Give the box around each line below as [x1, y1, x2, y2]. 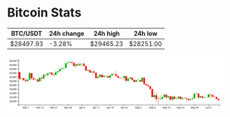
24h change [49, 30, 85, 38]
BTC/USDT [11, 30, 43, 38]
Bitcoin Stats [7, 5, 82, 21]
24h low [133, 30, 158, 38]
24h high [93, 30, 121, 38]
